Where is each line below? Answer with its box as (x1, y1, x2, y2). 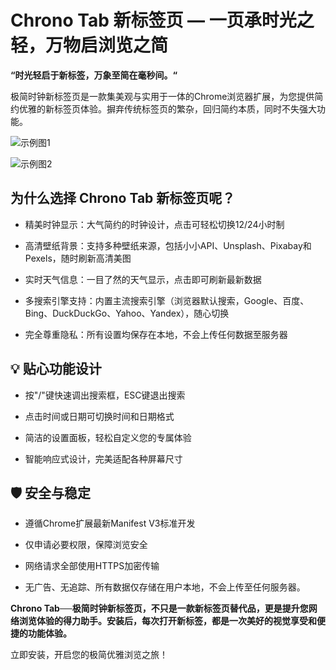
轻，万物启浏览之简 (10, 34, 169, 57)
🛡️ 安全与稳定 (10, 484, 92, 501)
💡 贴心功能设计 (10, 361, 102, 378)
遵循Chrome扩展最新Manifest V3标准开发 (24, 517, 196, 530)
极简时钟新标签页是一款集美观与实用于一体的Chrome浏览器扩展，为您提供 (10, 90, 315, 102)
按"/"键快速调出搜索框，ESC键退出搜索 (24, 389, 186, 401)
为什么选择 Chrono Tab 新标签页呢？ (10, 190, 236, 207)
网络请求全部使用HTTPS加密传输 (24, 560, 160, 572)
